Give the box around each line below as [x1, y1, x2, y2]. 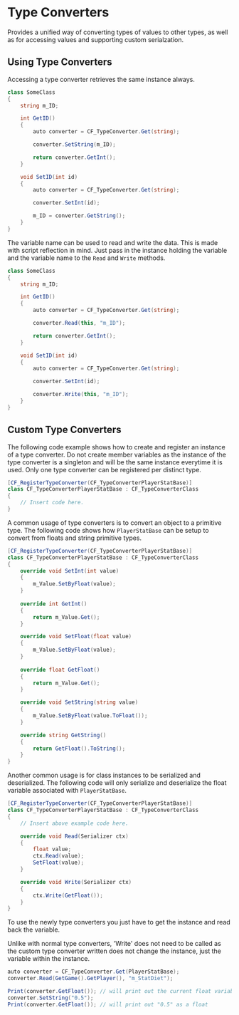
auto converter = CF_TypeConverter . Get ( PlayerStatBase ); [7, 968, 180, 976]
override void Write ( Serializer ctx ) [20, 878, 132, 885]
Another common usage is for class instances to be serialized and [7, 771, 201, 780]
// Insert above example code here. [20, 820, 129, 827]
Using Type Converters [7, 56, 112, 68]
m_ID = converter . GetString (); [33, 212, 126, 219]
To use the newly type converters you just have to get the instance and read [7, 918, 230, 927]
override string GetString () [20, 732, 107, 739]
